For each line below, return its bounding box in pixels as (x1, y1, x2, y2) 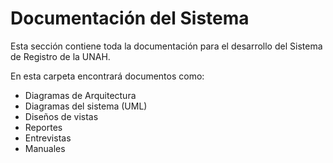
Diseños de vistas (24, 110, 99, 122)
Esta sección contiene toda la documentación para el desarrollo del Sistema (10, 40, 323, 52)
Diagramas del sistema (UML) (24, 100, 148, 112)
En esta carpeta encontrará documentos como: (10, 70, 205, 82)
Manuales (24, 142, 66, 154)
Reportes (24, 121, 63, 133)
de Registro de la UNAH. (10, 50, 111, 62)
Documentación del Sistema (10, 7, 250, 30)
